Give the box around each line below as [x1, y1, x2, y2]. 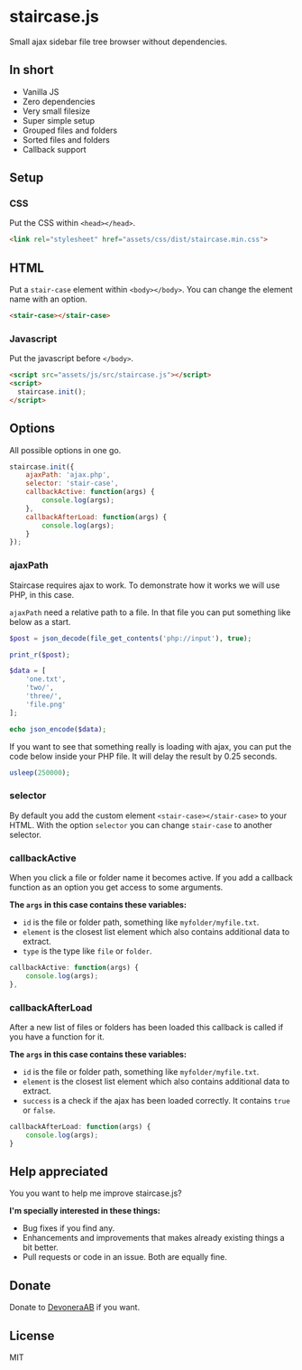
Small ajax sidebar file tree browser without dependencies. [9, 36, 228, 47]
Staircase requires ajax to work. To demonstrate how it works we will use [9, 580, 280, 591]
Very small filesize [22, 106, 91, 116]
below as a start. [9, 616, 71, 627]
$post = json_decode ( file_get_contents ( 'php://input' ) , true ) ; [9, 634, 252, 643]
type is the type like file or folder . [22, 946, 152, 956]
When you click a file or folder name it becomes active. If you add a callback [9, 872, 293, 882]
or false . [22, 1104, 56, 1115]
